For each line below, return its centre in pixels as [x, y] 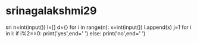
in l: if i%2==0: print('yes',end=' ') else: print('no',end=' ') [76, 33]
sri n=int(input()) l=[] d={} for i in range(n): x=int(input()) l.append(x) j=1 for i [98, 27]
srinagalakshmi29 [51, 11]
